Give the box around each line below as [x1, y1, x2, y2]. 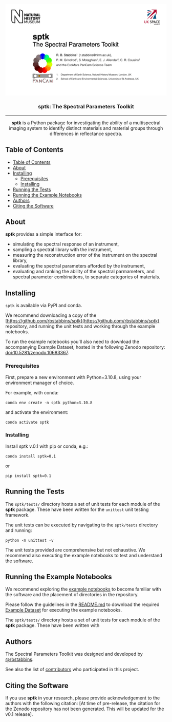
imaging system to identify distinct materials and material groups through [9, 125, 163, 131]
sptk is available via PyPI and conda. [5, 302, 82, 309]
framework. [5, 511, 30, 518]
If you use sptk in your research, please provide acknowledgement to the [5, 695, 160, 701]
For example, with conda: [5, 389, 59, 395]
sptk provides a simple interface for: [5, 231, 82, 237]
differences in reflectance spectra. [49, 130, 123, 137]
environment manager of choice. [5, 379, 74, 386]
